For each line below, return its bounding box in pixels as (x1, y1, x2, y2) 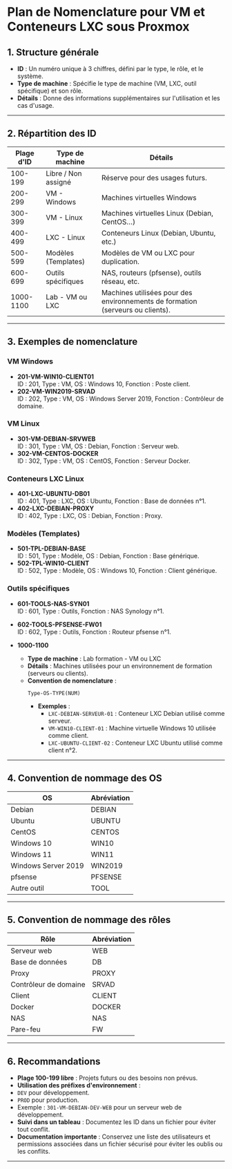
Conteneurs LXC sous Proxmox (7, 19, 190, 35)
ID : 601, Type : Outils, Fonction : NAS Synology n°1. (17, 607, 164, 615)
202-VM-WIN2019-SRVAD (17, 387, 95, 395)
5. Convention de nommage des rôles (7, 913, 171, 926)
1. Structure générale (7, 46, 99, 58)
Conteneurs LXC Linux (7, 474, 84, 484)
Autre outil (10, 883, 45, 893)
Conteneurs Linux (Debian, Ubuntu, (101, 228, 216, 238)
